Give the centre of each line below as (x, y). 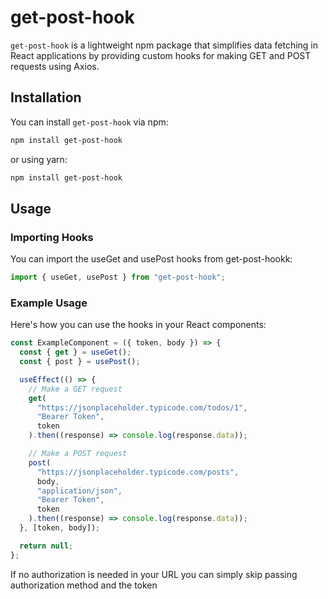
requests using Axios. (55, 66)
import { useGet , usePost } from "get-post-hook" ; (118, 277)
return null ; (46, 546)
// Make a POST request (78, 454)
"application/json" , (79, 491)
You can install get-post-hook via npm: (89, 122)
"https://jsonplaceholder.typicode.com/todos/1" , (142, 407)
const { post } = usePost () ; (80, 362)
